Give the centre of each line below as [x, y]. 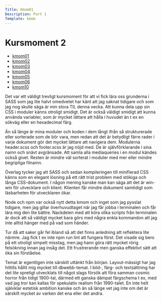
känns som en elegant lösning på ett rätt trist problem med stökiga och [76, 177]
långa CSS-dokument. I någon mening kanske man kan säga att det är [75, 182]
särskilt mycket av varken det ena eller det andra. [54, 293]
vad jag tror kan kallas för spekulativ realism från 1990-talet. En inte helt [77, 283]
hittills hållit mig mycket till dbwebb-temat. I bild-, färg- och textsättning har [80, 267]
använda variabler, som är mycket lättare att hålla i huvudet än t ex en [74, 117]
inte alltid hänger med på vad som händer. [47, 223]
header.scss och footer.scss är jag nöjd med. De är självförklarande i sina [78, 147]
